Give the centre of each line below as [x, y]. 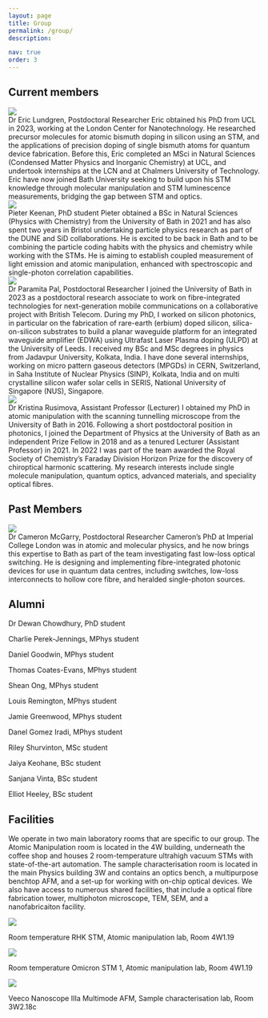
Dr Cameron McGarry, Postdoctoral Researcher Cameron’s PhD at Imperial [131, 537]
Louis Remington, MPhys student [63, 701]
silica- [242, 323]
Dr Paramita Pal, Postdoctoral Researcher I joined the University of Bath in [130, 288]
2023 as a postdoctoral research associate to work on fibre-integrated [124, 297]
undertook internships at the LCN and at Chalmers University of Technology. [134, 171]
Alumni [27, 604]
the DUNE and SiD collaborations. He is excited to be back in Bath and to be [133, 238]
